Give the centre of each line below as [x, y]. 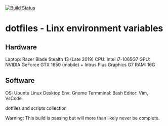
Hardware [21, 47]
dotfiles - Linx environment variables [84, 28]
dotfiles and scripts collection [36, 108]
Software [20, 81]
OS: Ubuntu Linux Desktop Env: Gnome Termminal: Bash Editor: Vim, [77, 93]
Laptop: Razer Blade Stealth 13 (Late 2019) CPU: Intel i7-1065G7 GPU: [78, 59]
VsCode [13, 98]
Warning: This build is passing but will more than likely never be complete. [82, 118]
